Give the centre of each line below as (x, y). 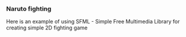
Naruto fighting (29, 9)
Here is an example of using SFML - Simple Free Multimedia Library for (93, 22)
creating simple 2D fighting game (47, 28)
